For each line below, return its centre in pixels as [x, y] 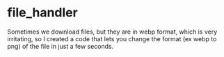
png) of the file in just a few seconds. [61, 46]
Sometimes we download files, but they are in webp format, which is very [112, 32]
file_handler [42, 13]
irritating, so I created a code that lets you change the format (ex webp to [112, 38]
